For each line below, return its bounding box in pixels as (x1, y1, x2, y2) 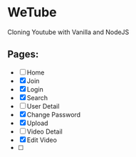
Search (26, 93, 48, 102)
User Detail (26, 102, 60, 110)
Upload (26, 119, 48, 127)
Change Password (26, 110, 80, 119)
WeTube (7, 4, 57, 21)
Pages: (7, 48, 39, 60)
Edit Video (26, 136, 57, 144)
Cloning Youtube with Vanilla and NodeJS (7, 28, 130, 36)
